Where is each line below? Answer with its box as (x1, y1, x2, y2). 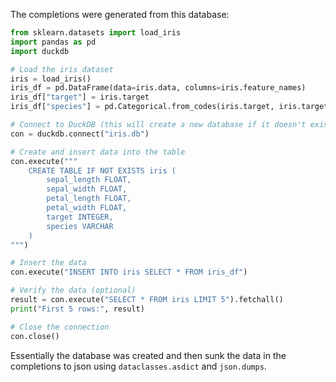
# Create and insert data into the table (10, 147, 186, 157)
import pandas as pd (10, 37, 97, 47)
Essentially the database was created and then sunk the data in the (10, 349, 287, 361)
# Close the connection (10, 322, 110, 332)
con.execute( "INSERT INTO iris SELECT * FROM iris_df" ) (10, 267, 248, 278)
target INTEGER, (46, 212, 114, 222)
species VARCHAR (46, 221, 114, 231)
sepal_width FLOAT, (46, 184, 128, 194)
